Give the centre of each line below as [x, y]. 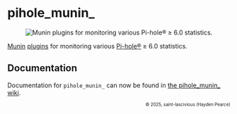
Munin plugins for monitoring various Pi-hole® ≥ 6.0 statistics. [97, 46]
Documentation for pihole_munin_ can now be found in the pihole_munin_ [114, 85]
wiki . [14, 92]
